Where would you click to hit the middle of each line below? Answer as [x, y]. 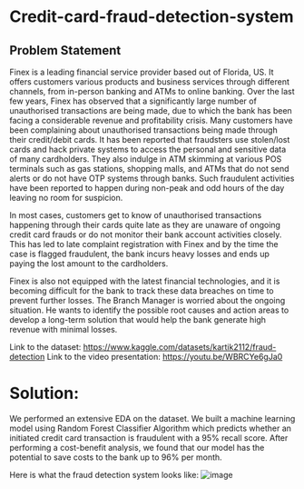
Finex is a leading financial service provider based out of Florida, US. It [142, 72]
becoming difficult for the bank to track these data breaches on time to [142, 291]
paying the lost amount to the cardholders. [89, 264]
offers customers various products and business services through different [150, 82]
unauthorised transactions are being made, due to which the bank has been [151, 110]
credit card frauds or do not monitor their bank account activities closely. [146, 235]
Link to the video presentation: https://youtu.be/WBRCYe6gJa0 [165, 357]
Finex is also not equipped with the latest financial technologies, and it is [145, 281]
